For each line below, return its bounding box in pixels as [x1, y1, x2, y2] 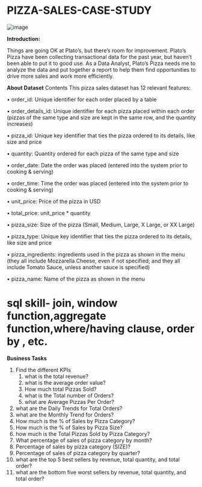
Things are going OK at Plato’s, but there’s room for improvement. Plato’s [7, 46, 186, 54]
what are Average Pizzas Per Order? [24, 398, 115, 405]
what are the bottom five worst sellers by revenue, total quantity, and [15, 468, 186, 476]
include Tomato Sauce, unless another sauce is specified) [7, 263, 150, 271]
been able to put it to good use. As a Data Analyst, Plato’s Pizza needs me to [7, 60, 196, 67]
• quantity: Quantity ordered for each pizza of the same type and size [7, 150, 179, 157]
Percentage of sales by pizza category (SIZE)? [15, 443, 131, 450]
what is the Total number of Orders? [24, 392, 114, 399]
